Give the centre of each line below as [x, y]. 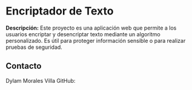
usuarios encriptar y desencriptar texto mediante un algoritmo [83, 34]
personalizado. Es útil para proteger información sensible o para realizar [96, 40]
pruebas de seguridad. [34, 47]
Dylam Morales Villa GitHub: [41, 80]
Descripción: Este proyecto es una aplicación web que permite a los [91, 28]
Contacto [24, 66]
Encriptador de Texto [60, 11]
